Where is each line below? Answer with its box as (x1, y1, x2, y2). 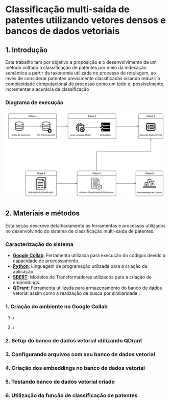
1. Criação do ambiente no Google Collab (5, 302, 108, 310)
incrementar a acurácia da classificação (5, 86, 89, 92)
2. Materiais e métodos (5, 209, 80, 218)
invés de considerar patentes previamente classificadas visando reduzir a (5, 75, 160, 81)
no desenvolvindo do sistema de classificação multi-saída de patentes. (5, 228, 155, 234)
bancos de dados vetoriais (5, 26, 120, 37)
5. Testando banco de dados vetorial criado (5, 378, 115, 385)
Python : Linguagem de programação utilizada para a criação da (12, 263, 148, 269)
